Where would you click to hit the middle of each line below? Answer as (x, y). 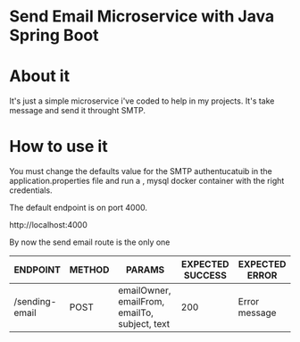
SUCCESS (205, 276)
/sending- (35, 302)
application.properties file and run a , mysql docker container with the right (147, 181)
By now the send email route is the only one (90, 242)
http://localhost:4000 (48, 225)
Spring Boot (54, 35)
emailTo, (136, 313)
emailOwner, (144, 290)
